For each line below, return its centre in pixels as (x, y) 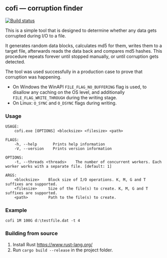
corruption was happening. (33, 77)
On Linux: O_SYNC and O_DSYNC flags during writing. (65, 103)
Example (16, 210)
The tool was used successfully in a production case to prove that (74, 71)
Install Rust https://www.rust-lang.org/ (52, 244)
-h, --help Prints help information (60, 144)
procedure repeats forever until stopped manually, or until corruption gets (82, 56)
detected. (15, 62)
